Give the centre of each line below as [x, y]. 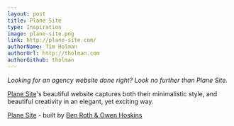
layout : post [27, 14]
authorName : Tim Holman [43, 47]
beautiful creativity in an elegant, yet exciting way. [80, 101]
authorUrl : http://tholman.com [54, 54]
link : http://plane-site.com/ [52, 40]
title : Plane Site [34, 21]
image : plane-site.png [41, 34]
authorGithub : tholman [41, 60]
